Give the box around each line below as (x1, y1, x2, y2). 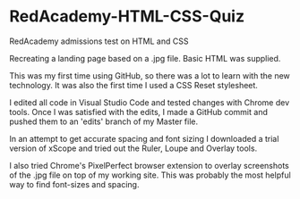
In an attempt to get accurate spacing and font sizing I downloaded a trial (9, 133, 279, 144)
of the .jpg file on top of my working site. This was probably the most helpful (9, 170, 291, 180)
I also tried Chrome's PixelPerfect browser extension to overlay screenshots (9, 160, 289, 170)
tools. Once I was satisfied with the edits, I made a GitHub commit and (9, 106, 269, 117)
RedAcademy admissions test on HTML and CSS (9, 36, 189, 46)
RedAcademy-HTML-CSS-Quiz (9, 6, 244, 27)
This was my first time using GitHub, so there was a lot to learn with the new (9, 70, 291, 81)
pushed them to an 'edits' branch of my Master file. (9, 116, 199, 127)
